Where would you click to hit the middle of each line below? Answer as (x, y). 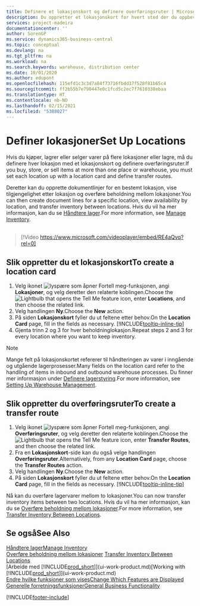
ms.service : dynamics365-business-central (60, 39)
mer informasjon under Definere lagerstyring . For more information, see (93, 379)
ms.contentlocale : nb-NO (37, 100)
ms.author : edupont (30, 78)
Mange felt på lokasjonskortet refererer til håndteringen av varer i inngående (100, 360)
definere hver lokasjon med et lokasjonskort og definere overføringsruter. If (98, 164)
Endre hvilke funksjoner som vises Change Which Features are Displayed (95, 579)
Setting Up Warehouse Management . (51, 385)
